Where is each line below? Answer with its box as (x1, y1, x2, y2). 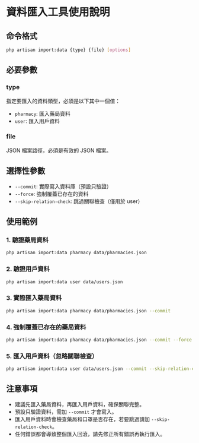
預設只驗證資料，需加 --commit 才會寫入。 (14, 408, 117, 415)
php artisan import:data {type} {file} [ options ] (6, 47, 131, 53)
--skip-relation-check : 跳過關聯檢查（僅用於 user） (14, 197, 143, 205)
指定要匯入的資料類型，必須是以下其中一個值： (6, 97, 120, 105)
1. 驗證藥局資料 (6, 236, 49, 244)
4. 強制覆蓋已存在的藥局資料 (6, 323, 86, 331)
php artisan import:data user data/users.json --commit (6, 366, 147, 372)
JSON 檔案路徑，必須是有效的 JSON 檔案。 (6, 147, 112, 154)
